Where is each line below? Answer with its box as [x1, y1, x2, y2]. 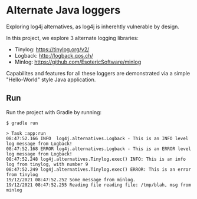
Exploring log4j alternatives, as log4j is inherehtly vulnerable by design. [6, 23, 180, 30]
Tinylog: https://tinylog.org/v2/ [14, 45, 90, 53]
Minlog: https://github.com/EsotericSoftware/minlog [14, 58, 142, 65]
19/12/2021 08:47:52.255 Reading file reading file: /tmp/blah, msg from [6, 182, 192, 188]
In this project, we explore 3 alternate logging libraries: [6, 34, 139, 41]
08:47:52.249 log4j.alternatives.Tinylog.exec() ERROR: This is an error [6, 166, 192, 173]
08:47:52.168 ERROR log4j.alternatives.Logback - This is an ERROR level [6, 145, 192, 152]
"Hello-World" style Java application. [6, 76, 96, 83]
